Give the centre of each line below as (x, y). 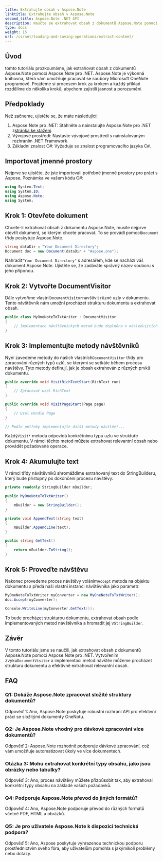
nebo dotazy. (18, 853)
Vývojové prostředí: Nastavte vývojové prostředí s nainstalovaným (78, 135)
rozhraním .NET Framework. (40, 141)
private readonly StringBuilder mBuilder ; (49, 487)
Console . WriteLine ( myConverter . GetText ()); (50, 609)
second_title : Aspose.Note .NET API (42, 18)
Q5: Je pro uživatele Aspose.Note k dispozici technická (72, 826)
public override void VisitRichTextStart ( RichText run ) (63, 382)
